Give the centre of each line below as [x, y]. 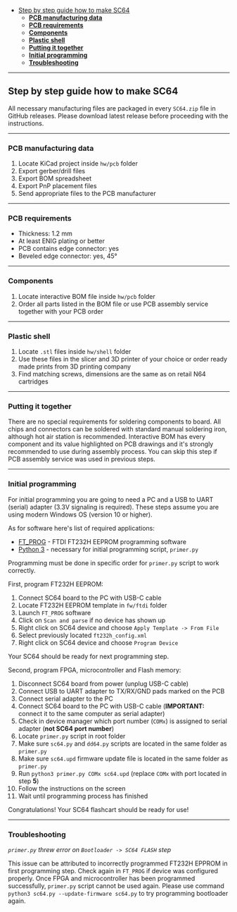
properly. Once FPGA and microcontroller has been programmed [102, 878]
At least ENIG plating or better [61, 241]
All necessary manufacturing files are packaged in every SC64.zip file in [112, 108]
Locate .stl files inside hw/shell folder [75, 351]
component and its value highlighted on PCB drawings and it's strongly [111, 444]
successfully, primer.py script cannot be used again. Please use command [116, 886]
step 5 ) [28, 781]
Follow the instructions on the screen [72, 788]
